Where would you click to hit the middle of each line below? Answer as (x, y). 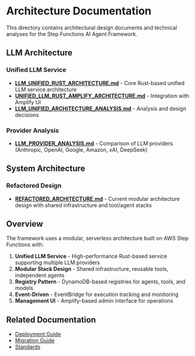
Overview (25, 224)
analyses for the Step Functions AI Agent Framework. (72, 34)
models (24, 288)
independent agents (39, 275)
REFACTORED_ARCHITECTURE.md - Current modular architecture (97, 198)
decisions (27, 114)
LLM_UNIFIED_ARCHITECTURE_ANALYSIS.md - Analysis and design (100, 108)
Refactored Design (34, 186)
